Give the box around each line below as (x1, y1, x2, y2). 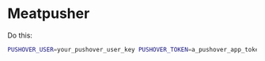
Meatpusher (7, 5, 90, 23)
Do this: (7, 30, 33, 40)
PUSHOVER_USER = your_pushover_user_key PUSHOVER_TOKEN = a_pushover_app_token (7, 45, 263, 53)
